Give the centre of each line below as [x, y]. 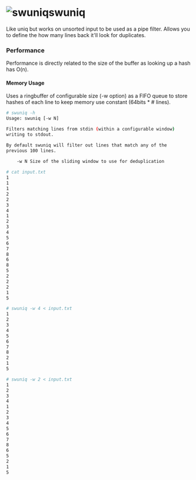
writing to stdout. [30, 135]
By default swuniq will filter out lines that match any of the [87, 145]
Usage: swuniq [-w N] [33, 119]
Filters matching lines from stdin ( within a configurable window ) [91, 129]
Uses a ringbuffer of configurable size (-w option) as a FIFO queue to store [97, 96]
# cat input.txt [26, 172]
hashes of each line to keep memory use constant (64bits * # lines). [88, 102]
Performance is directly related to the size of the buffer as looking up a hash [98, 63]
